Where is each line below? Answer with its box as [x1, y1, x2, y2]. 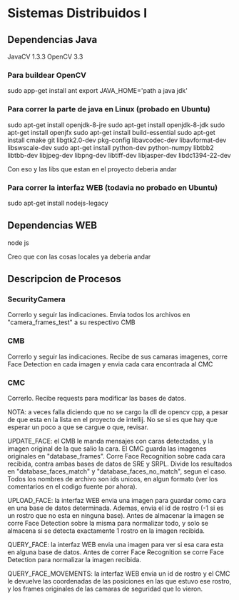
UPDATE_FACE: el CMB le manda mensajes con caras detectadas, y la [7, 436, 213, 445]
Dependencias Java [7, 34, 98, 46]
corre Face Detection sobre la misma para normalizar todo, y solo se [7, 519, 209, 527]
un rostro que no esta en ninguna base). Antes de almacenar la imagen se [7, 511, 225, 519]
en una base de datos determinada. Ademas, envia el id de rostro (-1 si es [7, 504, 224, 512]
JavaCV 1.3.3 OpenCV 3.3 [7, 52, 83, 61]
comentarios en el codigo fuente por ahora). [7, 482, 138, 491]
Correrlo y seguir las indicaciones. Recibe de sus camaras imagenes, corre [7, 352, 228, 361]
